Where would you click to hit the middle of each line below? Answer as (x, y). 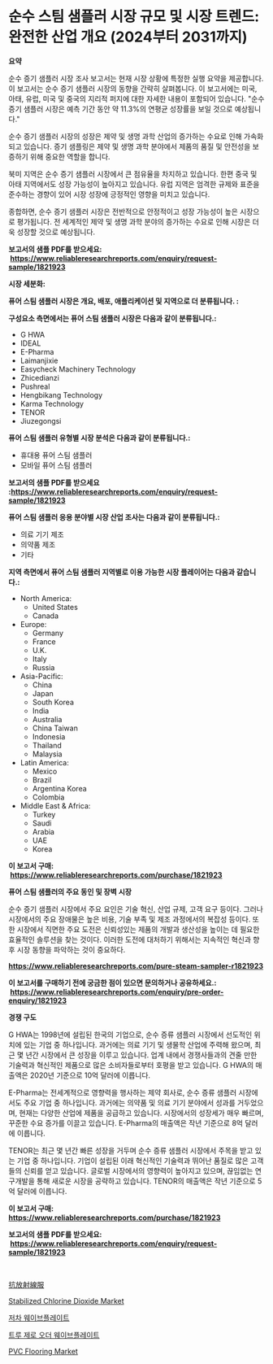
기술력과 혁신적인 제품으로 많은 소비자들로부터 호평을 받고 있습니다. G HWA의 (131, 1065)
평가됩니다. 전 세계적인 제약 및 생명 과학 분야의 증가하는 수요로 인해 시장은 (134, 221)
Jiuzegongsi (41, 421)
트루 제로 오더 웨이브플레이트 (54, 1335)
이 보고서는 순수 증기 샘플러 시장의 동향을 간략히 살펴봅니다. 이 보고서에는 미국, (133, 88)
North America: (45, 598)
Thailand (47, 745)
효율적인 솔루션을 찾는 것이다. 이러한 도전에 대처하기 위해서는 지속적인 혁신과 (130, 939)
